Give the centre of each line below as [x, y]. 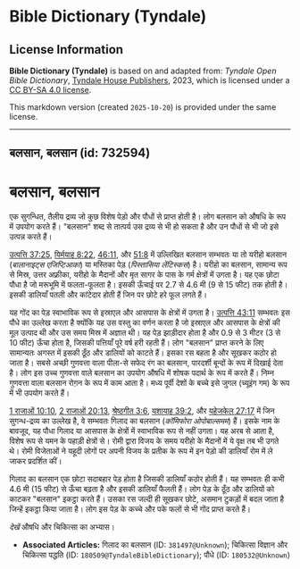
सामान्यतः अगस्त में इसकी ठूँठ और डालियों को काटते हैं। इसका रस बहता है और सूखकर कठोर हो [143, 353]
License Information [66, 50]
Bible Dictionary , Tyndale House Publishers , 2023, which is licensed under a [150, 80]
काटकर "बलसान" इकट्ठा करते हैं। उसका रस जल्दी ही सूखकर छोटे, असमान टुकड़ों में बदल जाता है [146, 499]
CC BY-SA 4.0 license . [50, 90]
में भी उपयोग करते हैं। [39, 393]
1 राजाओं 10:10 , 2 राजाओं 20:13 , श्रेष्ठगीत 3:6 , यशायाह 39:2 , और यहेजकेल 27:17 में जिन [142, 411]
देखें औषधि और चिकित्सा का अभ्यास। [62, 527]
